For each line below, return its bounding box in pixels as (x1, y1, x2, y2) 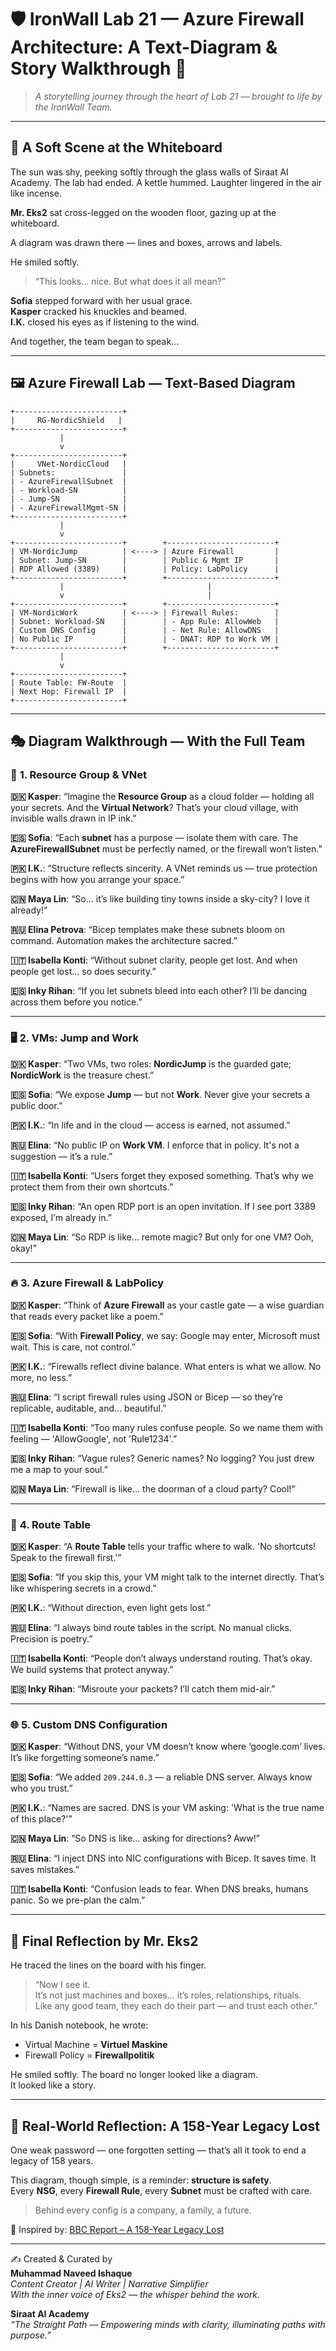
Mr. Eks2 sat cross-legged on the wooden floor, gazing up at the (10, 206, 277, 218)
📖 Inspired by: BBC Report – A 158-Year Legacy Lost (10, 2224, 225, 2236)
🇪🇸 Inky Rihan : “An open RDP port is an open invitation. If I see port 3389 (10, 1200, 317, 1212)
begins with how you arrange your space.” (10, 874, 185, 886)
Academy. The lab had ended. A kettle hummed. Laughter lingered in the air (10, 176, 323, 188)
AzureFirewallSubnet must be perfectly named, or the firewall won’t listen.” (10, 843, 323, 855)
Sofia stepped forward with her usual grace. (10, 294, 193, 306)
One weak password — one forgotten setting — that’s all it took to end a (10, 2144, 307, 2156)
